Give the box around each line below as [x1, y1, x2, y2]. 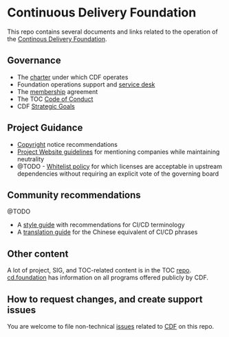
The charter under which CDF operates [17, 73, 129, 81]
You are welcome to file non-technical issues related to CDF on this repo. [7, 323, 215, 330]
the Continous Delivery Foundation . [7, 34, 107, 43]
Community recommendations [7, 189, 141, 200]
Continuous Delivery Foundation [7, 5, 197, 21]
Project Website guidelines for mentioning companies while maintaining [17, 148, 220, 156]
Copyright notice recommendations [17, 140, 118, 148]
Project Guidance [7, 122, 83, 134]
